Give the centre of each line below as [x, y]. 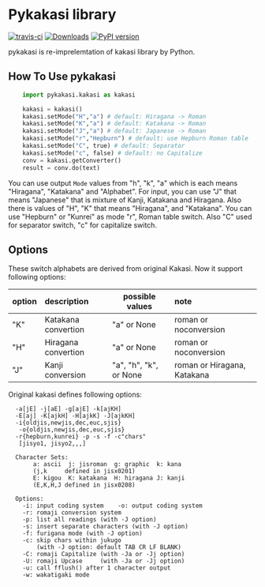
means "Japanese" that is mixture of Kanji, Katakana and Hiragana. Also [125, 200]
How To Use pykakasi [62, 77]
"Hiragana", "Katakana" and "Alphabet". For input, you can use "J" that [122, 191]
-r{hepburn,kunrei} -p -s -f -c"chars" [81, 437]
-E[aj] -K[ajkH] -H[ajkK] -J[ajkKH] [75, 416]
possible [139, 296]
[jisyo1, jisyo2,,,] [52, 444]
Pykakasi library [62, 15]
